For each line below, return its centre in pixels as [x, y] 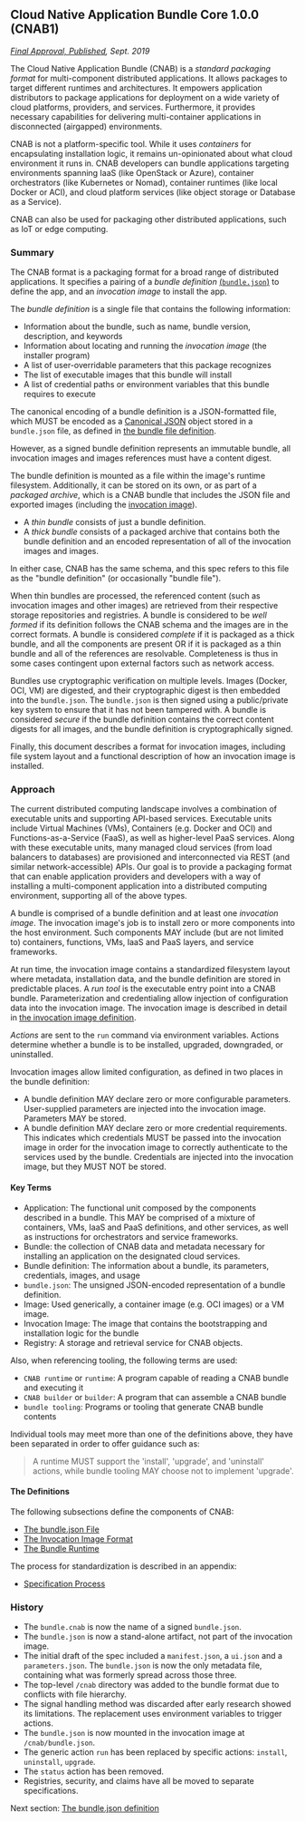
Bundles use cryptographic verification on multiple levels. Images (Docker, [149, 681]
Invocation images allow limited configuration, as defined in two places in [147, 1072]
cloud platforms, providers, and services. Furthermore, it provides [133, 107]
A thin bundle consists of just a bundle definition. [114, 522]
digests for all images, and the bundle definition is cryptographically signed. [152, 729]
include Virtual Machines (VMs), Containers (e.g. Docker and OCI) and [141, 828]
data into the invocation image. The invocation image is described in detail [149, 1008]
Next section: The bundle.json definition [85, 1808]
